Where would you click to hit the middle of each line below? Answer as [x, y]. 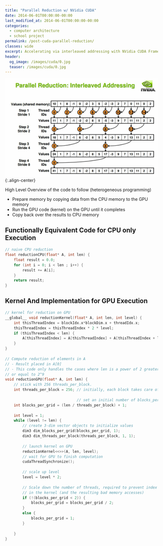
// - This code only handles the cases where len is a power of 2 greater [82, 369]
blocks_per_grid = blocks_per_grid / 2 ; [72, 503]
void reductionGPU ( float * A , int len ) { [47, 380]
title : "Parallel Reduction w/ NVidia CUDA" [51, 10]
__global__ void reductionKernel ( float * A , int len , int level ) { [73, 318]
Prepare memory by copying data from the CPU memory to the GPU [80, 199]
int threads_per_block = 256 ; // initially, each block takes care [83, 390]
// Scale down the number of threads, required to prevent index [90, 487]
